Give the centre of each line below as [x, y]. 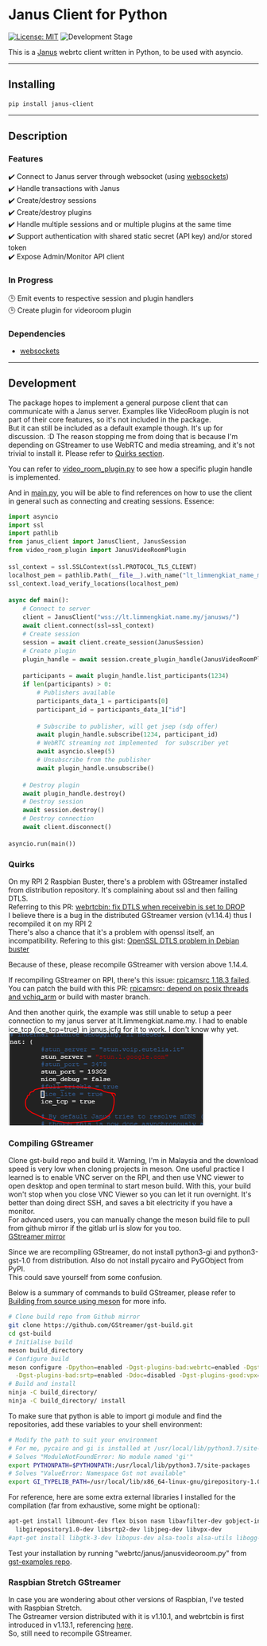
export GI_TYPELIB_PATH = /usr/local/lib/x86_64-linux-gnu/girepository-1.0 [135, 1482]
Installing [32, 85]
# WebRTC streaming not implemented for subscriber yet [133, 743]
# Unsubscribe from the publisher [94, 760]
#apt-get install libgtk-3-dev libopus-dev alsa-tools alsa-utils [120, 1538]
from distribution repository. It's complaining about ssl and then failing [123, 890]
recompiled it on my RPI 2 [50, 924]
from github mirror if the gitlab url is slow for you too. [95, 1228]
